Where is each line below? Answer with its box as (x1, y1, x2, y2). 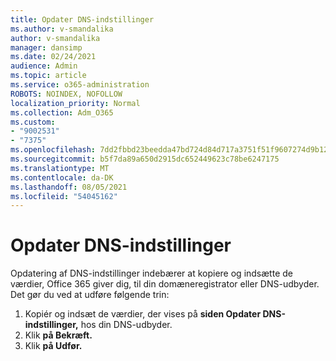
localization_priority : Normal (10, 98, 141, 108)
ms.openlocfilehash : (10, 145, 97, 155)
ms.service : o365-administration (10, 80, 150, 90)
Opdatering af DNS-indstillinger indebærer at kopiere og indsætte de (10, 267, 293, 280)
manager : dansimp (10, 42, 83, 53)
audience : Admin (10, 61, 78, 71)
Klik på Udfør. (24, 340, 83, 352)
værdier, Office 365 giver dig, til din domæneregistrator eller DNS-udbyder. (10, 278, 320, 290)
